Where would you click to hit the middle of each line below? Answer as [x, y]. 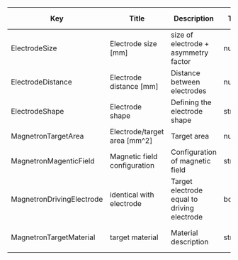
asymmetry [190, 53]
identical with [132, 195]
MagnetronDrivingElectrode [57, 199]
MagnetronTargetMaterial [53, 237]
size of [182, 35]
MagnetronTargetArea [47, 136]
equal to [185, 199]
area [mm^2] [131, 140]
